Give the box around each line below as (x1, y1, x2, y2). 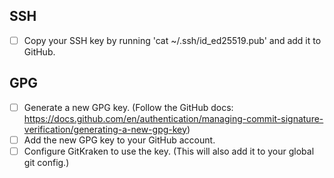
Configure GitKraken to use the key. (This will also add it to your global (23, 145, 315, 157)
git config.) (23, 156, 70, 168)
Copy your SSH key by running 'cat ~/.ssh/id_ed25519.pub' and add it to (23, 34, 322, 46)
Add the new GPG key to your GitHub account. (23, 134, 216, 146)
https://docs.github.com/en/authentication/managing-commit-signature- (23, 112, 324, 124)
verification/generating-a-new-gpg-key (23, 123, 187, 135)
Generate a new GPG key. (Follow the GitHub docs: (23, 101, 234, 113)
